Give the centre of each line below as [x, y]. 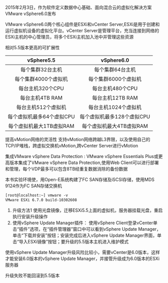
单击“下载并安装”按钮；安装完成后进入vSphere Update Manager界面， [85, 235]
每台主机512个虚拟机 [41, 107]
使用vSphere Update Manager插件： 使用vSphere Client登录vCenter [83, 223]
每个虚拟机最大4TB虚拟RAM [115, 126]
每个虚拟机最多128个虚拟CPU [115, 117]
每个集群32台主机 [41, 69]
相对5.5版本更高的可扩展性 [32, 47]
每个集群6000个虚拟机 [115, 79]
